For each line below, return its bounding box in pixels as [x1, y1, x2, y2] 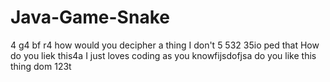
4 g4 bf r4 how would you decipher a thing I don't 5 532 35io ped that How [10, 39, 320, 51]
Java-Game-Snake [10, 6, 170, 29]
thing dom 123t [10, 60, 72, 72]
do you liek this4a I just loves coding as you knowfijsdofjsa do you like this [10, 49, 317, 61]
